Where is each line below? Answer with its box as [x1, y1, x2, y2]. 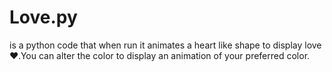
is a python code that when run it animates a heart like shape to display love [9, 39, 322, 51]
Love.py [9, 6, 78, 29]
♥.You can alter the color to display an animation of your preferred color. [9, 49, 311, 61]
